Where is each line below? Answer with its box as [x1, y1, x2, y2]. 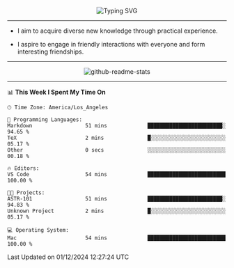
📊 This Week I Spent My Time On [7, 88, 106, 96]
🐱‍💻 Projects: [7, 189, 45, 196]
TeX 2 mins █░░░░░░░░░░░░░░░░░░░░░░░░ [7, 134, 226, 141]
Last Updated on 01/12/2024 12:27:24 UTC [7, 253, 130, 261]
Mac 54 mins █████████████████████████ [7, 235, 226, 242]
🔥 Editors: [7, 165, 40, 172]
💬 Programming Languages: [7, 116, 82, 123]
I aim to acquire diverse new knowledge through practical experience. [17, 26, 218, 35]
